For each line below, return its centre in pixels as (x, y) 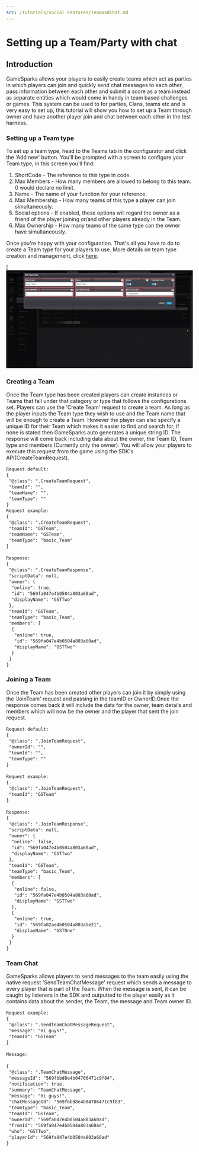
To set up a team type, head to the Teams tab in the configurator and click (97, 151)
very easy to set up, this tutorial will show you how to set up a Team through (99, 110)
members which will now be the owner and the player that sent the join (92, 711)
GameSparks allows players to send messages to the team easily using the (97, 976)
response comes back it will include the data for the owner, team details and (99, 705)
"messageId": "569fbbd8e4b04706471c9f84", (62, 1079)
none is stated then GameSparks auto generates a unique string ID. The (93, 432)
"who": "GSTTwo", (30, 1132)
